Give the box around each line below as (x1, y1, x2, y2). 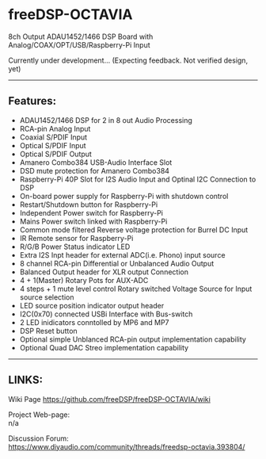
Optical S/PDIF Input (19, 140, 86, 150)
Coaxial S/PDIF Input (19, 132, 88, 142)
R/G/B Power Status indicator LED (19, 242, 131, 251)
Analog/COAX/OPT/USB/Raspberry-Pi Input (8, 40, 150, 49)
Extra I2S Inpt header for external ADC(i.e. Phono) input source (19, 250, 226, 259)
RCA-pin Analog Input (19, 124, 91, 133)
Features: (8, 94, 57, 108)
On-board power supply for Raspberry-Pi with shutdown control (19, 191, 229, 201)
